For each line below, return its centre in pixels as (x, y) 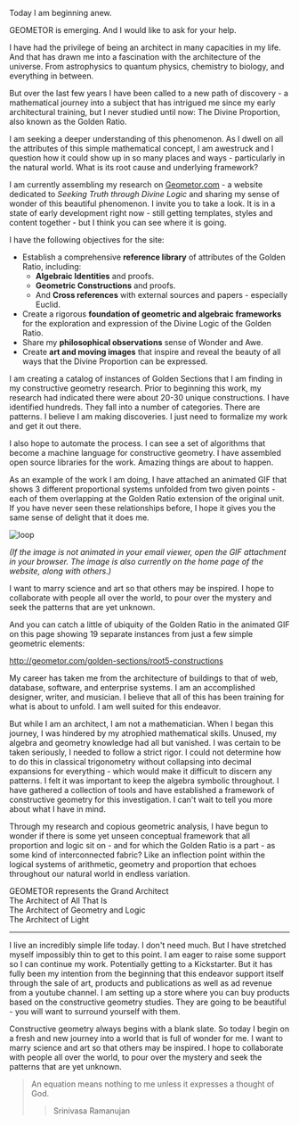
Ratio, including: (52, 266)
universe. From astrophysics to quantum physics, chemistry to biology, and (147, 66)
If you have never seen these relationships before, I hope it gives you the (142, 508)
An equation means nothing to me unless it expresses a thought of (153, 1084)
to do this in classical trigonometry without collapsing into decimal (130, 761)
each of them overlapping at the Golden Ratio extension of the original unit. (147, 498)
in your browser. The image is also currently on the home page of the (137, 562)
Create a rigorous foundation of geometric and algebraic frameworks (152, 314)
